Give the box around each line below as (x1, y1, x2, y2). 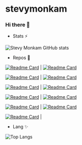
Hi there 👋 (5, 21, 31, 28)
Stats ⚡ (12, 33, 28, 39)
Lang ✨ (12, 124, 29, 130)
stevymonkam (5, 3, 67, 15)
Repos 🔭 (12, 54, 31, 61)
